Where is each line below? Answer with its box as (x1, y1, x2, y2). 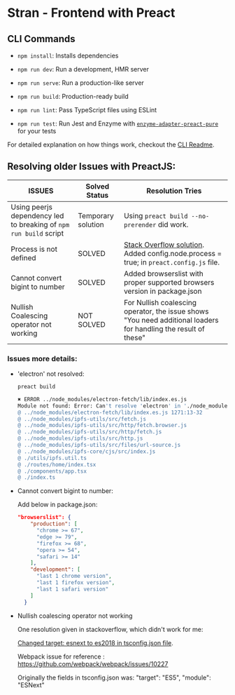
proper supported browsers (123, 277, 215, 287)
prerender (123, 221, 157, 229)
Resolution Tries (146, 186, 202, 196)
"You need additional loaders (123, 315, 219, 325)
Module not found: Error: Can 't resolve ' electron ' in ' (17, 402, 187, 410)
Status (86, 190, 109, 200)
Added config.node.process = (123, 248, 222, 258)
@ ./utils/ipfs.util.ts (17, 454, 87, 461)
